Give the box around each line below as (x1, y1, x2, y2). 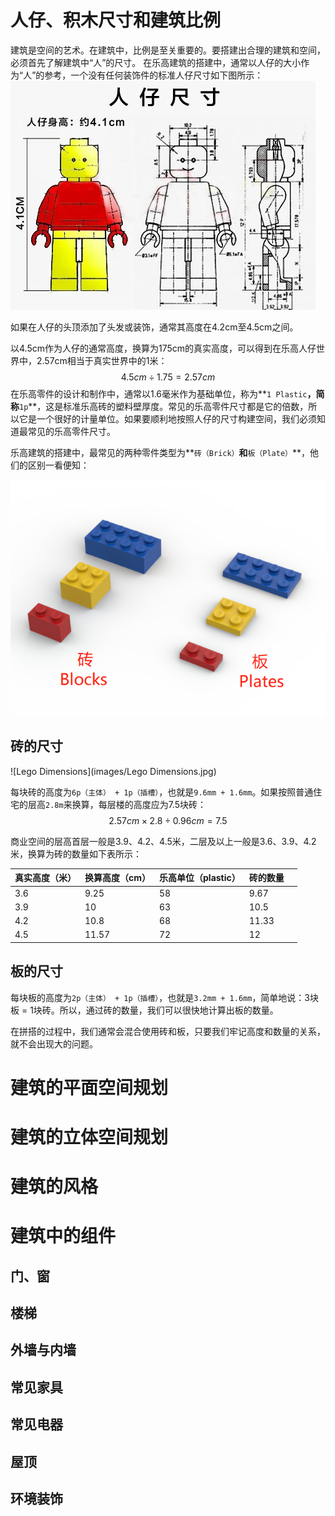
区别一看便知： (27, 459, 90, 471)
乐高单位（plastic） (159, 872, 241, 884)
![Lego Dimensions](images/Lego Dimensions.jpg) (10, 765, 217, 777)
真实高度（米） (14, 872, 77, 884)
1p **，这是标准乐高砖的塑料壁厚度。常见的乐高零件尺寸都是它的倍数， (19, 400, 309, 412)
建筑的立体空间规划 (10, 1126, 169, 1148)
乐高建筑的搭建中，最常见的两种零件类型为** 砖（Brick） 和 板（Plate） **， (10, 446, 310, 458)
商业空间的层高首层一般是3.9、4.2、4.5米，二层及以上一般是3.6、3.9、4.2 (10, 835, 317, 847)
